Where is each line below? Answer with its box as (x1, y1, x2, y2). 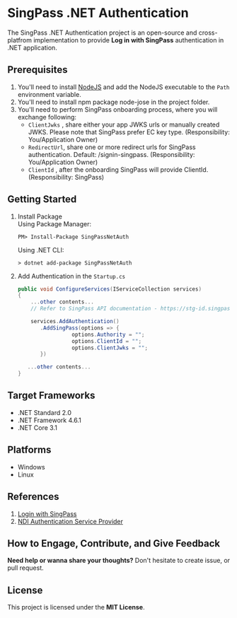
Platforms (7, 444, 52, 456)
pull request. (7, 564, 44, 572)
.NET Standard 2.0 (17, 408, 72, 416)
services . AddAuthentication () (30, 318, 120, 325)
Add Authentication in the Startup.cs (17, 272, 126, 280)
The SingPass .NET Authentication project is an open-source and (7, 28, 197, 37)
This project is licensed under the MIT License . (7, 603, 145, 612)
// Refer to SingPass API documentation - (30, 305, 158, 313)
